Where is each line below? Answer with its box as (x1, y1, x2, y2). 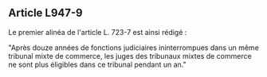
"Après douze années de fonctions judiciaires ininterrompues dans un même (8, 43, 259, 52)
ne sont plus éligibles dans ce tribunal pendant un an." (8, 60, 187, 69)
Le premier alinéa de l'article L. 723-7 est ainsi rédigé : (8, 27, 187, 37)
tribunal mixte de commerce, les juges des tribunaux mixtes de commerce (8, 51, 253, 60)
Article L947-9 (8, 6, 83, 20)
